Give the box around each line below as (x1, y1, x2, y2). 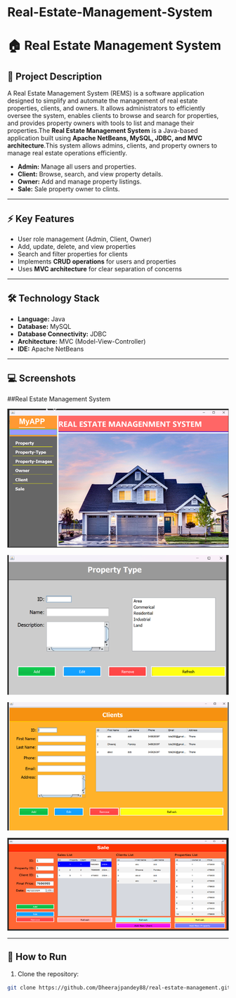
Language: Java (17, 314, 65, 323)
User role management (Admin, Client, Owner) (17, 235, 152, 243)
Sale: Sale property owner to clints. (17, 185, 120, 193)
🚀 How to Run (7, 951, 67, 963)
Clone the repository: (17, 969, 79, 978)
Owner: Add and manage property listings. (17, 177, 142, 186)
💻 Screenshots (7, 372, 76, 384)
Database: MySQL (17, 322, 72, 330)
